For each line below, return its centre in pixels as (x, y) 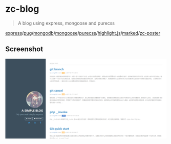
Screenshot (24, 49)
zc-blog (22, 9)
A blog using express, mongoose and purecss (66, 23)
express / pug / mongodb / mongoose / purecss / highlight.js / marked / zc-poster (83, 33)
